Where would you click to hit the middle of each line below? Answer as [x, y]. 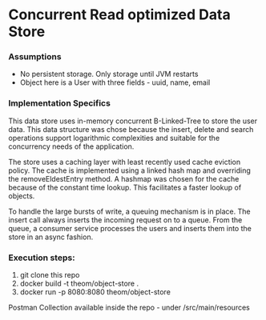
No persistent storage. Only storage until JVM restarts [109, 74]
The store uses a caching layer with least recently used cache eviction [125, 162]
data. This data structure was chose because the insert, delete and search [131, 129]
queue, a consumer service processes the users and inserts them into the [130, 228]
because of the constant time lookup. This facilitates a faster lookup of [125, 187]
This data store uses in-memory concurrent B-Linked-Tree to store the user [133, 121]
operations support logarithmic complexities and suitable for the [114, 138]
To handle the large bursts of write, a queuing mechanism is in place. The [129, 211]
